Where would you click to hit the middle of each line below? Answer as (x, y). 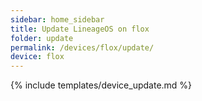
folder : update (42, 38)
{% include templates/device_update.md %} (101, 85)
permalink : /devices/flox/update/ (82, 47)
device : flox (37, 57)
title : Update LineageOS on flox (80, 29)
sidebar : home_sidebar (57, 19)
